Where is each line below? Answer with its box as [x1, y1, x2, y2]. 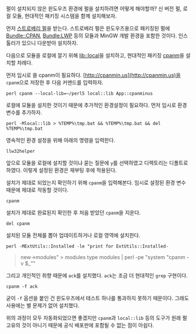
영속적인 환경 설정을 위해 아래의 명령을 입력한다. [6, 137, 116, 143]
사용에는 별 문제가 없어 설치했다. [6, 302, 80, 309]
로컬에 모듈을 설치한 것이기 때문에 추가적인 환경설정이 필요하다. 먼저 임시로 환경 [6, 102, 187, 108]
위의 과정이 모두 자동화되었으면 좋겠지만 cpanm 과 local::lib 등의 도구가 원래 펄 [6, 315, 187, 321]
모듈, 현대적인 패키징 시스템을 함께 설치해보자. [12, 12, 117, 19]
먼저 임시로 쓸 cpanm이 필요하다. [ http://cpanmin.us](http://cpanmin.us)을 [6, 72, 181, 78]
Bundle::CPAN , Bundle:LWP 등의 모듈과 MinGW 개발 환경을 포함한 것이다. [6, 32, 177, 39]
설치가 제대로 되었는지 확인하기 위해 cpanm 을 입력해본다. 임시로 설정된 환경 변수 [6, 179, 186, 186]
